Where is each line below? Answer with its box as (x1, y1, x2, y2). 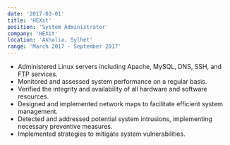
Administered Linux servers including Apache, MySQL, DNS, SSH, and (17, 63, 222, 70)
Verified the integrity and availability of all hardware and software (17, 85, 207, 93)
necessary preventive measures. (17, 122, 113, 130)
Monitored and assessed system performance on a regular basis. (17, 77, 207, 85)
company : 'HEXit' (7, 30, 59, 37)
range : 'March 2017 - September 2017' (7, 43, 121, 50)
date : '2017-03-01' (7, 10, 65, 18)
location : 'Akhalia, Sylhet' (7, 37, 93, 44)
